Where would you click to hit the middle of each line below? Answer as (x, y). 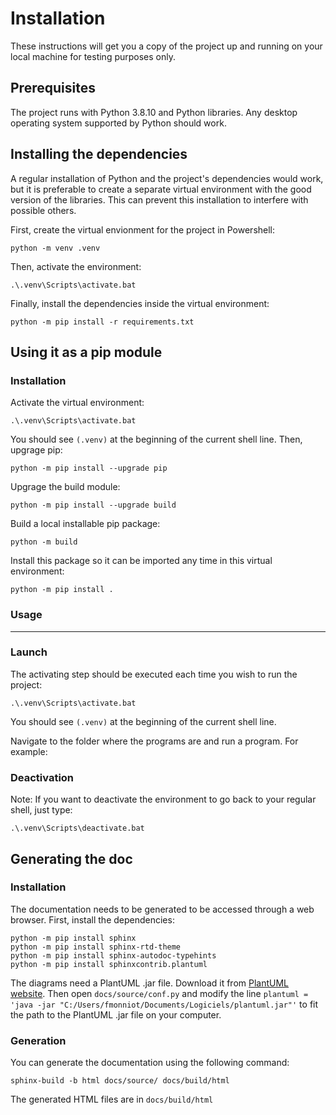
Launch (29, 652)
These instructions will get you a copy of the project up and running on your (166, 46)
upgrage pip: (36, 450)
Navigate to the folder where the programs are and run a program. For (154, 741)
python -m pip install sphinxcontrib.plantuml (109, 964)
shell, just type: (41, 810)
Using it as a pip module (86, 352)
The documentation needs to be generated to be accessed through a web (162, 909)
